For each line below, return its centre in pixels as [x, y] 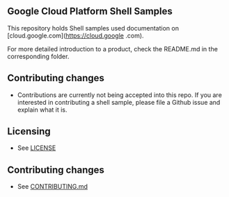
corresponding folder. [38, 56]
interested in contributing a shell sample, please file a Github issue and [119, 102]
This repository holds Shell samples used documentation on [93, 28]
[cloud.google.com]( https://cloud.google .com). [76, 35]
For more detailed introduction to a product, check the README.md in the [112, 49]
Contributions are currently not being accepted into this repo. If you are [120, 95]
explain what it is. [42, 110]
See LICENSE [37, 148]
